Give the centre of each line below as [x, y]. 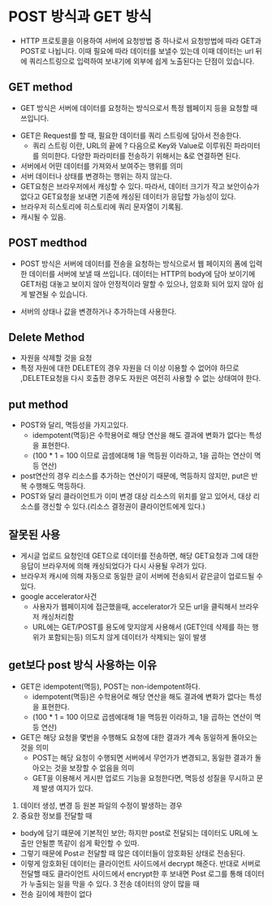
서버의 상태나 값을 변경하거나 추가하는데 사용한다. [98, 311]
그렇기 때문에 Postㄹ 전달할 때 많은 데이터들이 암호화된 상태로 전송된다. [133, 853]
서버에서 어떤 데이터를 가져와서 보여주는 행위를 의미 [101, 166]
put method [39, 404]
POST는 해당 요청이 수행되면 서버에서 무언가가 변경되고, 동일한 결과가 [142, 757]
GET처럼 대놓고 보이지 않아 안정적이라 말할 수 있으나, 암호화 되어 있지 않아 [138, 284]
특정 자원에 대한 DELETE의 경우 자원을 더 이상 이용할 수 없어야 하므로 [130, 368]
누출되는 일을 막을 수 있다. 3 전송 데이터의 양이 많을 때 [114, 883]
